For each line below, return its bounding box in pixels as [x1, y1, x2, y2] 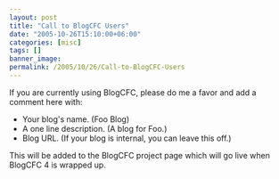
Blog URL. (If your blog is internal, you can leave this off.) [21, 133, 232, 143]
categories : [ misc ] [9, 37, 82, 47]
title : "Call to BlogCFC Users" [9, 21, 129, 30]
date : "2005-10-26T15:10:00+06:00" [9, 29, 142, 38]
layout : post [9, 12, 58, 22]
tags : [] [9, 46, 42, 55]
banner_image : [9, 54, 62, 63]
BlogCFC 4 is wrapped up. [9, 159, 107, 170]
